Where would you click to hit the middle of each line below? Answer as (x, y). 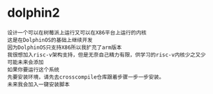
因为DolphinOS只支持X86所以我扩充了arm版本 (65, 47)
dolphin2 (34, 13)
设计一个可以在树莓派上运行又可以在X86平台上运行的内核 (77, 33)
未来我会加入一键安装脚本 (38, 84)
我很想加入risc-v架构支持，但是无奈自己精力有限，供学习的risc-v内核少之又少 (106, 55)
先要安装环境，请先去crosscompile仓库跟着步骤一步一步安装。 (86, 77)
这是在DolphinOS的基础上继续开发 (50, 40)
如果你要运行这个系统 (33, 70)
